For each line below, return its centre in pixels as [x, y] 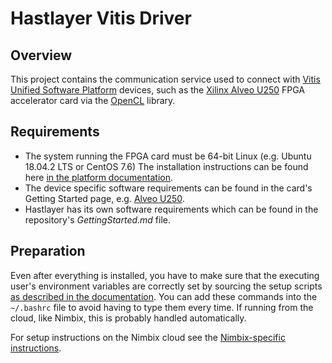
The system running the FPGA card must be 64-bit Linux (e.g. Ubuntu [168, 156]
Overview [41, 55]
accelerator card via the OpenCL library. [93, 100]
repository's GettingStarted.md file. [98, 219]
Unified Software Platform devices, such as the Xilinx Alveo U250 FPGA [158, 90]
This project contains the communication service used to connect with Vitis [165, 79]
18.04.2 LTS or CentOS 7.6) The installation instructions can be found [166, 166]
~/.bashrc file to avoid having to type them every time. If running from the [162, 307]
